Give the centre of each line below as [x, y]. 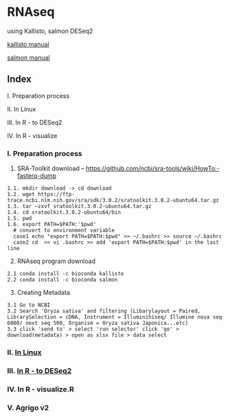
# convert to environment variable [64, 231]
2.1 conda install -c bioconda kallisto [66, 274]
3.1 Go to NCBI [29, 305]
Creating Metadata [44, 293]
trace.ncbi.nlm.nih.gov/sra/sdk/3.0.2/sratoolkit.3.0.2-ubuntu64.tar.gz [113, 201]
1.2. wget [21, 194]
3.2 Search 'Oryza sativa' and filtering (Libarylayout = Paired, [104, 311]
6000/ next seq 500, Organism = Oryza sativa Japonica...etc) [98, 324]
